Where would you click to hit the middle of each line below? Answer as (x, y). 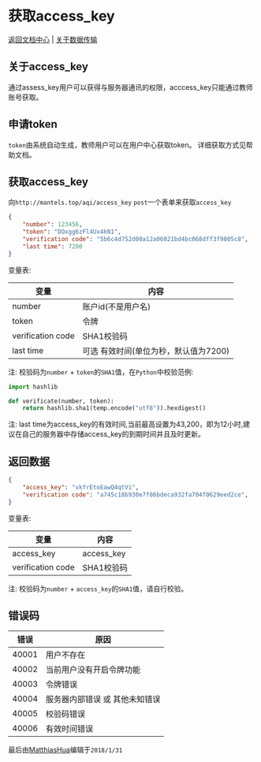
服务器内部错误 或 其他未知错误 (103, 700)
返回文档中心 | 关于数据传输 (53, 39)
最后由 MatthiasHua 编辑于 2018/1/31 (65, 750)
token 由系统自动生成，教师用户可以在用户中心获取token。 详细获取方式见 (127, 145)
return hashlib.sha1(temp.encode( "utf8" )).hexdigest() (114, 408)
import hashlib (33, 387)
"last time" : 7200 (52, 246)
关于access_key (48, 67)
